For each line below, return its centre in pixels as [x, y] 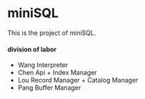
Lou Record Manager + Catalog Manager [78, 80]
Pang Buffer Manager [49, 88]
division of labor [32, 49]
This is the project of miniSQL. [52, 33]
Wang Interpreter [43, 65]
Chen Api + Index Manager [57, 73]
